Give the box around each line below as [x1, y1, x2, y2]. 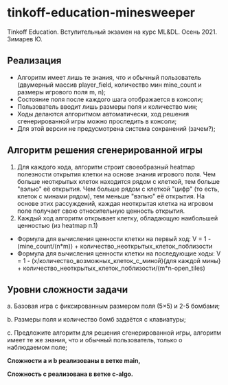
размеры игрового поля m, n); [16, 87, 106, 96]
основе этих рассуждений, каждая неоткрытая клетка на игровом [16, 199, 214, 207]
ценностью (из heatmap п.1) [16, 221, 98, 229]
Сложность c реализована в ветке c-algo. [7, 370, 134, 378]
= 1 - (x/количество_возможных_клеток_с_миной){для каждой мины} [16, 256, 221, 264]
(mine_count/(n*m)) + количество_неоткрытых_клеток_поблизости [16, 242, 213, 250]
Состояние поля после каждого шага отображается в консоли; [16, 95, 203, 103]
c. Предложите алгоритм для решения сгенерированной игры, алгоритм [7, 329, 222, 337]
